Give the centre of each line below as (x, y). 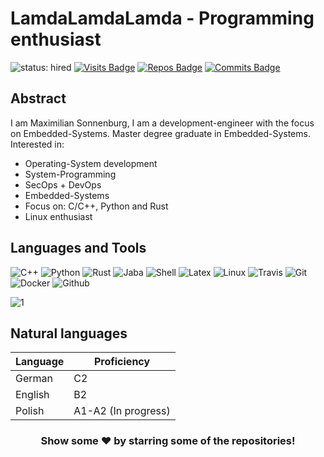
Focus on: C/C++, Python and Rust (96, 206)
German (34, 379)
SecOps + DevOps (63, 184)
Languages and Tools (78, 248)
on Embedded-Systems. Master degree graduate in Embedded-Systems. (160, 133)
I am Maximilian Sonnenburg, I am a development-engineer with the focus (162, 123)
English (32, 395)
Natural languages (69, 333)
